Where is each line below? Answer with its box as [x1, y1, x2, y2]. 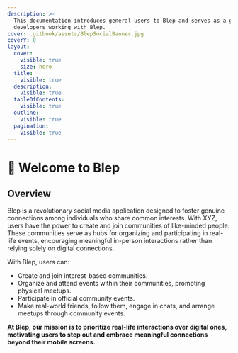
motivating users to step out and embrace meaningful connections [7, 330, 208, 339]
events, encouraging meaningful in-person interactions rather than [17, 237, 212, 245]
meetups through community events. [17, 309, 125, 318]
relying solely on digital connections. [7, 244, 115, 252]
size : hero [20, 63, 52, 70]
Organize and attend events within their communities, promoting [17, 279, 205, 288]
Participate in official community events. [17, 294, 135, 303]
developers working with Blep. [13, 23, 106, 30]
